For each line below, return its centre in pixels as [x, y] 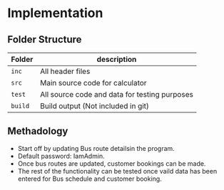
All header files [65, 71]
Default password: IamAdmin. [61, 156]
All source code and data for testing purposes [117, 94]
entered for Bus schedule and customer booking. [90, 179]
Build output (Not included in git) [95, 106]
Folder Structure [45, 39]
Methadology [38, 131]
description [117, 59]
